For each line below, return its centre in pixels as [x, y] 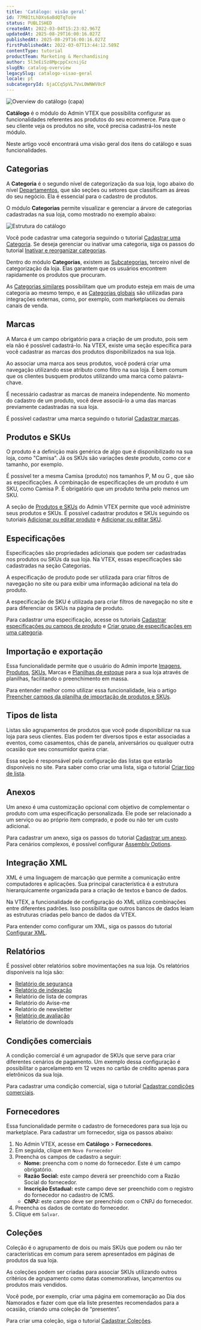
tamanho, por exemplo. [35, 464]
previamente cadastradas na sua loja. [52, 407]
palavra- [173, 376]
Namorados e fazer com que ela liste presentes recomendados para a [92, 1302]
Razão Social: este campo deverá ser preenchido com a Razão [102, 1176]
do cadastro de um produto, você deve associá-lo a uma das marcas [91, 401]
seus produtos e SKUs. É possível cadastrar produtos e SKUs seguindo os [98, 513]
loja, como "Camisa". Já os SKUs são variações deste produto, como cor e [98, 458]
